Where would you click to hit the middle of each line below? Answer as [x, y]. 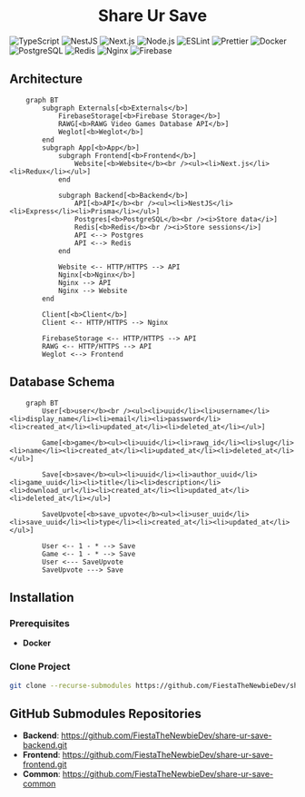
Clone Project [40, 666]
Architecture [46, 79]
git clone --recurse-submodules [70, 685]
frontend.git [44, 764]
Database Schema [62, 382]
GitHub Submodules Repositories [106, 713]
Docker [37, 643]
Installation [42, 597]
